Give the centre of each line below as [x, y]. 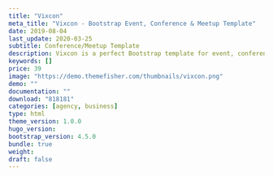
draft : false [30, 159]
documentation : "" [39, 91]
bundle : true [30, 144]
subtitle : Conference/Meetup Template [74, 46]
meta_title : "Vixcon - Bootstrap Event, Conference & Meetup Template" [132, 24]
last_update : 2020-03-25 [50, 39]
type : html [27, 114]
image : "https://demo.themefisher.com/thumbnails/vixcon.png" [116, 76]
